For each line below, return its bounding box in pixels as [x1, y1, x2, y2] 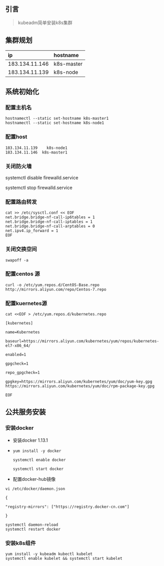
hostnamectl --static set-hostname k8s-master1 [5, 116, 109, 121]
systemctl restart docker [5, 526, 60, 532]
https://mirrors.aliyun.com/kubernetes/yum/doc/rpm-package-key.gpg [5, 384, 155, 389]
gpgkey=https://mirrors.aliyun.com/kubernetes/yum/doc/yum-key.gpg [5, 379, 153, 384]
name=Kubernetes [5, 330, 40, 335]
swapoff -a [5, 257, 29, 263]
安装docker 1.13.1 [12, 437, 48, 443]
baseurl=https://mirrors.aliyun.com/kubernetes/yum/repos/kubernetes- [5, 338, 159, 344]
